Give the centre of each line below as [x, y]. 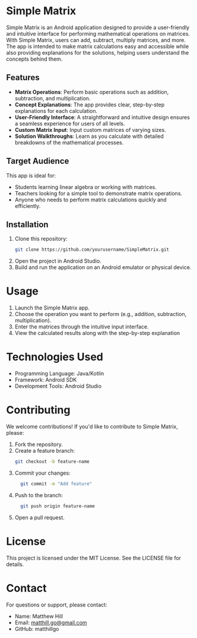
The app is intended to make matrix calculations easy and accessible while [98, 46]
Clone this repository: [41, 239]
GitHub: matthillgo [37, 628]
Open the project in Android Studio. [58, 261]
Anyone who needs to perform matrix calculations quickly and [91, 200]
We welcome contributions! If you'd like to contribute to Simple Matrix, [92, 427]
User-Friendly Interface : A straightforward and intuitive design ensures [102, 117]
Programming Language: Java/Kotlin [59, 374]
